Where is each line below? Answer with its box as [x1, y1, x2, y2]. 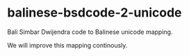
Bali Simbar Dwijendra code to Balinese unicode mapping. [7, 28, 173, 36]
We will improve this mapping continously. [7, 41, 128, 49]
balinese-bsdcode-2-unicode [7, 5, 182, 21]
